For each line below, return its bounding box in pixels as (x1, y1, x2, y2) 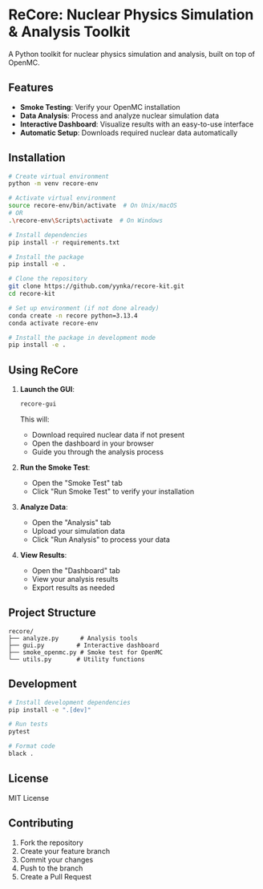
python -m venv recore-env (8, 180, 99, 188)
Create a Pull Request (19, 871, 92, 881)
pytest (8, 728, 30, 736)
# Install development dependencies (8, 698, 131, 706)
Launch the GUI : (19, 385, 75, 394)
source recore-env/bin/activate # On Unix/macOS (8, 202, 178, 210)
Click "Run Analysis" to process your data (31, 535, 171, 544)
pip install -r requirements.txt (8, 238, 120, 246)
